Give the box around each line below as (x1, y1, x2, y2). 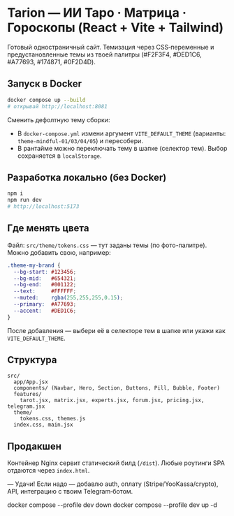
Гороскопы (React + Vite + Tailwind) (7, 20, 224, 36)
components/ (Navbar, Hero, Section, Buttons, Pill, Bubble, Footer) (13, 385, 220, 392)
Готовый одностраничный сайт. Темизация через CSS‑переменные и (7, 43, 214, 51)
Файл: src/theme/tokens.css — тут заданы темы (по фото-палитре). (7, 241, 207, 249)
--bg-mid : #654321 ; (13, 274, 77, 282)
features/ (13, 391, 42, 398)
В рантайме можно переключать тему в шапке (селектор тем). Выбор (17, 144, 228, 152)
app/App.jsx (13, 378, 49, 385)
